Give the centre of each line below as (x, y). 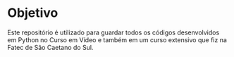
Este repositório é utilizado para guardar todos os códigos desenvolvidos (113, 32)
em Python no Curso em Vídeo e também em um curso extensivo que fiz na (117, 39)
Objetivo (33, 13)
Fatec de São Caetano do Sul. (50, 47)
